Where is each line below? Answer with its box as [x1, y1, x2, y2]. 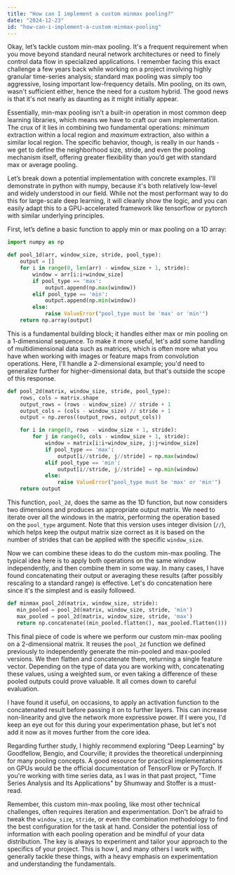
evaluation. [7, 684, 39, 692]
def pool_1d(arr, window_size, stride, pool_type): [7, 251, 161, 258]
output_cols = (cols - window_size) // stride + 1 [20, 407, 171, 414]
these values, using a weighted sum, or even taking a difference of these [7, 669, 217, 678]
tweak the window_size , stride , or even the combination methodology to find [7, 815, 229, 823]
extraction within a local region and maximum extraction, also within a [7, 131, 209, 139]
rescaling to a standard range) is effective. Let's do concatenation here [7, 579, 213, 587]
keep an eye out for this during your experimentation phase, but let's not [7, 721, 217, 729]
